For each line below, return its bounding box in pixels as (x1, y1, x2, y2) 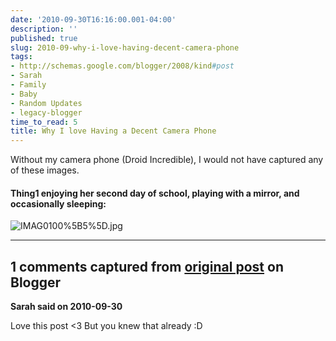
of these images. (10, 164, 80, 176)
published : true (10, 33, 78, 43)
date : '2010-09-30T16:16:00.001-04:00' (10, 14, 177, 25)
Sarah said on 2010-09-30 (10, 301, 123, 313)
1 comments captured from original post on (10, 258, 284, 275)
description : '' (10, 24, 78, 34)
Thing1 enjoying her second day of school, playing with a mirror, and (10, 187, 300, 199)
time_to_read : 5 (10, 117, 78, 127)
